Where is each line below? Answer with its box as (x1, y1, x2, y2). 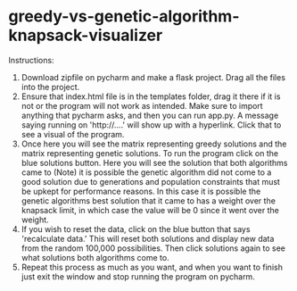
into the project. (21, 81, 80, 92)
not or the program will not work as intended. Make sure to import (21, 100, 264, 111)
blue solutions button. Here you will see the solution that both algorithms (21, 157, 288, 168)
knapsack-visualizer (8, 25, 163, 46)
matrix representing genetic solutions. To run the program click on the (21, 147, 278, 158)
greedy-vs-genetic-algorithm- (8, 6, 240, 27)
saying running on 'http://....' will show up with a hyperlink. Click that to (21, 119, 282, 130)
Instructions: (8, 54, 54, 65)
